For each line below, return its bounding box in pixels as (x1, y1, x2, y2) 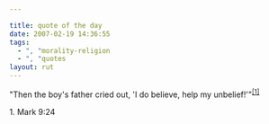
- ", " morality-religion (17, 46, 111, 55)
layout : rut (9, 63, 54, 72)
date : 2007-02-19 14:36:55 (9, 29, 111, 39)
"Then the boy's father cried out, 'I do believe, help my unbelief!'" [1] (9, 87, 260, 100)
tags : (9, 38, 30, 47)
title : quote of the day (9, 21, 103, 30)
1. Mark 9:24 (9, 106, 56, 117)
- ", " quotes (17, 55, 67, 64)
